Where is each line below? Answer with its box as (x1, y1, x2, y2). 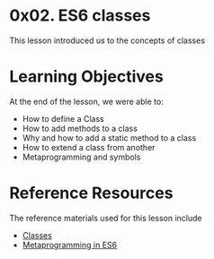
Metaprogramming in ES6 (22, 239, 118, 250)
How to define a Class (22, 113, 105, 124)
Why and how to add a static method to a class (22, 132, 197, 143)
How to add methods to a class (22, 123, 138, 134)
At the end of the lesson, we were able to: (9, 96, 164, 107)
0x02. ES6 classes (9, 5, 151, 26)
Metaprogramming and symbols (22, 151, 141, 162)
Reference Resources (9, 183, 174, 203)
